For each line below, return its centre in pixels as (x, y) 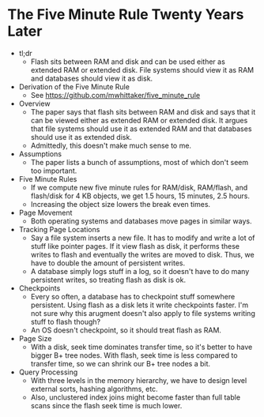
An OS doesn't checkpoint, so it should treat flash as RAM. (126, 330)
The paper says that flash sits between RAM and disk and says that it (143, 111)
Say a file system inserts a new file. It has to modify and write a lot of (143, 238)
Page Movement (45, 212)
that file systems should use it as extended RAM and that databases (141, 129)
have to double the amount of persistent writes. (108, 263)
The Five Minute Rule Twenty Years (126, 15)
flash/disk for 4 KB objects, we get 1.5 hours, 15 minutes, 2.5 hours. (140, 196)
